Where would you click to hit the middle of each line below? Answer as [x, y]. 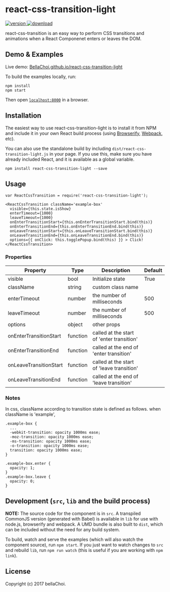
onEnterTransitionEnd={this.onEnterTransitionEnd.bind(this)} [77, 227]
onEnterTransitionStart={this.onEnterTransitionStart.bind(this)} [81, 222]
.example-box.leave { [28, 477]
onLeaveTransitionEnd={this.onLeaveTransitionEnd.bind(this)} [77, 236]
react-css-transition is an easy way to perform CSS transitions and [75, 33]
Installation [23, 116]
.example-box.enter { [28, 463]
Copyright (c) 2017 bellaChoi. [36, 583]
